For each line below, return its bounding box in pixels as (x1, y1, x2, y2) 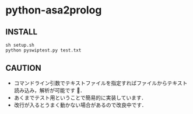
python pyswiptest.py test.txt (5, 47, 82, 53)
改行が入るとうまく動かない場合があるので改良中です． (13, 101, 147, 108)
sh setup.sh (5, 42, 34, 48)
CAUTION (5, 63, 41, 73)
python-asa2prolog (5, 4, 102, 17)
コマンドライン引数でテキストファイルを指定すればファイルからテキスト (13, 80, 188, 87)
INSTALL (5, 27, 38, 37)
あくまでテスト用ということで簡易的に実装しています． (13, 94, 147, 101)
